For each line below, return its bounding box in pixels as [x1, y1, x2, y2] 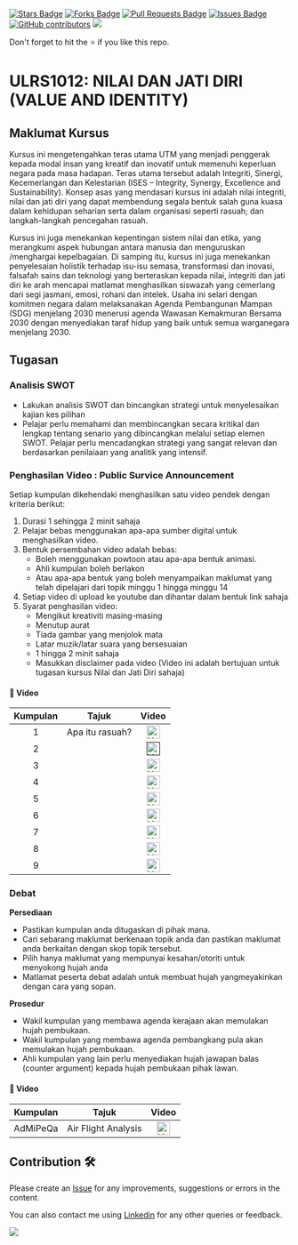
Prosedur [9, 999, 44, 1009]
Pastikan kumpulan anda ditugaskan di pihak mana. [21, 925, 211, 936]
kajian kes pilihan [21, 409, 86, 420]
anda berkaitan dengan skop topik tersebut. [21, 944, 182, 954]
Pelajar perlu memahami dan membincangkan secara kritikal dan [21, 418, 260, 429]
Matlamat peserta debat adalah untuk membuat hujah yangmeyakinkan [21, 972, 283, 983]
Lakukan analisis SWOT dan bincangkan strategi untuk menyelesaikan [21, 399, 279, 410]
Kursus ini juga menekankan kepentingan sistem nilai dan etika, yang [9, 232, 262, 243]
